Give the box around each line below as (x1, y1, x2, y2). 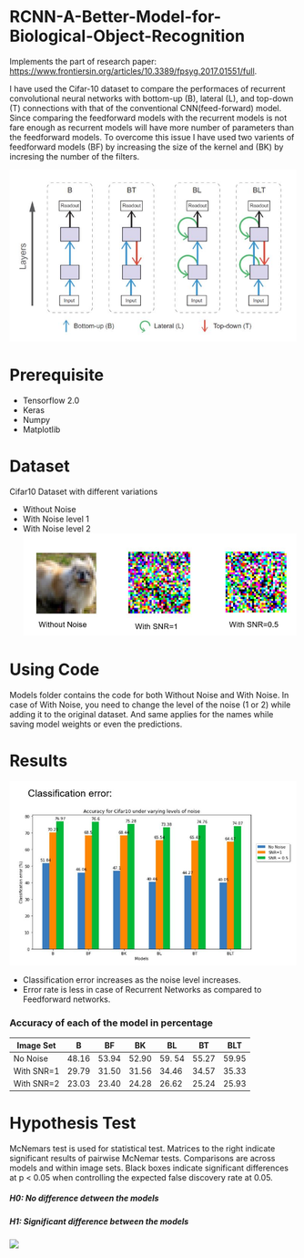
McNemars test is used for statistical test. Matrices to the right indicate (9, 1142, 276, 1154)
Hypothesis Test (9, 1113, 137, 1134)
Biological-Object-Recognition (9, 26, 246, 46)
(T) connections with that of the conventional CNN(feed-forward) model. (9, 102, 282, 113)
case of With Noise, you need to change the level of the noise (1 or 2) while (9, 699, 291, 710)
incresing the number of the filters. (9, 150, 140, 161)
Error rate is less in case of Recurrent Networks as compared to (22, 984, 262, 995)
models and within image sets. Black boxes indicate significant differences (9, 1162, 289, 1173)
